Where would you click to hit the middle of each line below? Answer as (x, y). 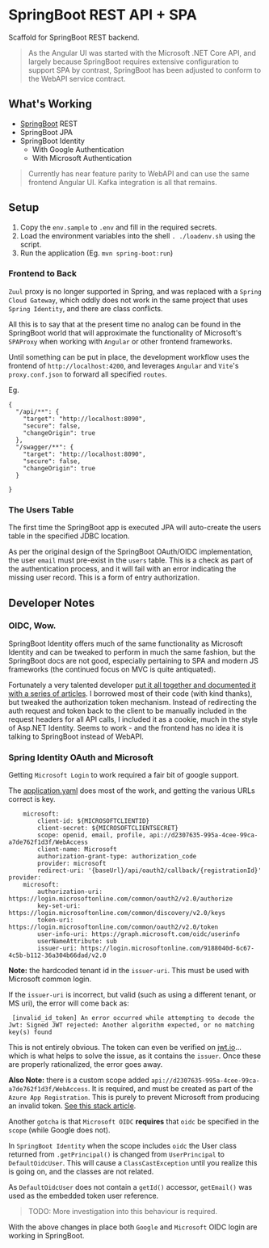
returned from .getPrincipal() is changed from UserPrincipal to (116, 1154)
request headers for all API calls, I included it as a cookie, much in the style (133, 719)
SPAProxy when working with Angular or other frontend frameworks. (120, 341)
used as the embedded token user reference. (84, 1196)
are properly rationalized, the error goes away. (86, 1065)
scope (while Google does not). (59, 1130)
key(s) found (30, 1032)
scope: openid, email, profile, (92, 835)
